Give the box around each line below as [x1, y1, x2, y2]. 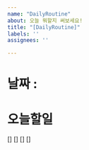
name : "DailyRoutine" [7, 10, 71, 18]
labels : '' [7, 30, 40, 38]
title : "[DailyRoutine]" [7, 23, 81, 31]
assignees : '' [7, 37, 49, 44]
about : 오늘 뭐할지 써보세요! [7, 17, 83, 24]
